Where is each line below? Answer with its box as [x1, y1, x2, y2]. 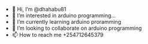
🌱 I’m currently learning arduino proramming [11, 18, 122, 25]
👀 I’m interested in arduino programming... [11, 12, 116, 19]
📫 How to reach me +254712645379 [11, 32, 104, 38]
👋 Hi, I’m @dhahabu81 [11, 6, 67, 12]
